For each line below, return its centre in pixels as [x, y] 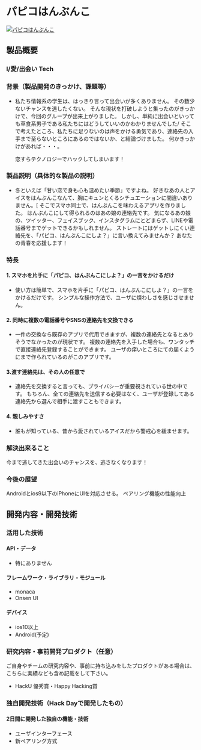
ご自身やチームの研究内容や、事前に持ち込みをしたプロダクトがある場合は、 [101, 666]
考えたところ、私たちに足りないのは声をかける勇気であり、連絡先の [104, 131]
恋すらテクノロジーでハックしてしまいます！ [70, 159]
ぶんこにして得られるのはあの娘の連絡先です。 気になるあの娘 [114, 212]
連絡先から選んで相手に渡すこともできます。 [70, 401]
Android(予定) [32, 634]
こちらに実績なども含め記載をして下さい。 [59, 674]
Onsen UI [26, 598]
